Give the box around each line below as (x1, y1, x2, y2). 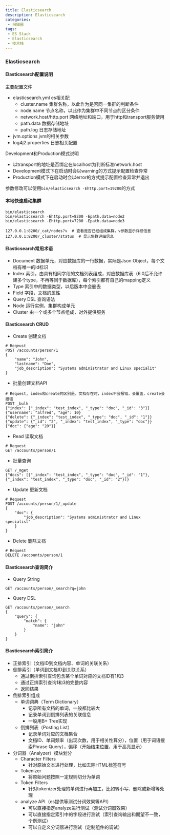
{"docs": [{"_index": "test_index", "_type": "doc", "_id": (5, 472, 137, 478)
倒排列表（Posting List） (20, 724, 73, 730)
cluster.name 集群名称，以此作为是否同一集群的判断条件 (20, 101, 139, 107)
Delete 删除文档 (12, 538, 46, 544)
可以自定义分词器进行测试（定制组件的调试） (28, 824, 123, 830)
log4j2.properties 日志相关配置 (12, 139, 78, 145)
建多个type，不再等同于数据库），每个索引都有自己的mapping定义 (12, 277, 151, 283)
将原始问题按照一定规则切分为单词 (28, 773, 100, 780)
